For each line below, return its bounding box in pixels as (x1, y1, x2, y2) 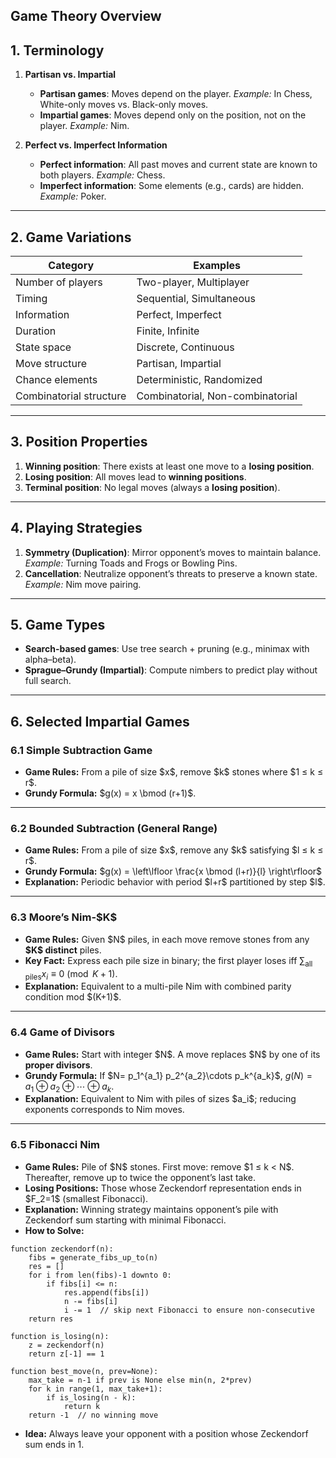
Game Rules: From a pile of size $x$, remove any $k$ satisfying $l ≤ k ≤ (24, 844, 324, 856)
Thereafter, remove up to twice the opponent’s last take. (24, 1171, 257, 1183)
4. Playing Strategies (10, 520, 143, 537)
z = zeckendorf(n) (28, 1340, 105, 1350)
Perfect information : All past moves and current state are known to (39, 159, 318, 171)
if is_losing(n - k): (46, 1392, 137, 1403)
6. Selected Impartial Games (10, 713, 190, 730)
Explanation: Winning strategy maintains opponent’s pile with (24, 1203, 279, 1215)
